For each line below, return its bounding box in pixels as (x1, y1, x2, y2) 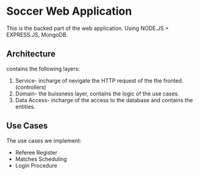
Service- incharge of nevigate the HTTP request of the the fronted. (15, 76, 184, 84)
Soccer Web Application (6, 4, 132, 18)
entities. (15, 103, 35, 110)
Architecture (6, 49, 56, 59)
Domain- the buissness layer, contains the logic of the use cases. (15, 90, 179, 97)
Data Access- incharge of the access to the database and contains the (15, 96, 194, 103)
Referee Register (15, 149, 58, 156)
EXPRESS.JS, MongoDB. (6, 31, 68, 38)
